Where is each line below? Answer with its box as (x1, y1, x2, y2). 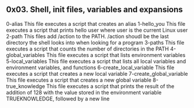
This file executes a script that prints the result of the (46, 82, 175, 90)
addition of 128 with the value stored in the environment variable (6, 89, 162, 96)
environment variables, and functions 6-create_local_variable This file (6, 64, 175, 71)
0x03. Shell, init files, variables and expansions (6, 5, 183, 15)
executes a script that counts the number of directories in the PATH (6, 45, 169, 52)
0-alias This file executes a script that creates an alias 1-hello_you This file (6, 20, 186, 27)
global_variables (6, 51, 45, 58)
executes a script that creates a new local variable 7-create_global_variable (6, 70, 188, 77)
